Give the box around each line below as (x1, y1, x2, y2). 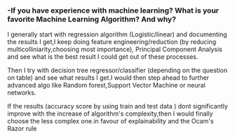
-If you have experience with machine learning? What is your (7, 6, 220, 15)
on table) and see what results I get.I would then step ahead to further (7, 74, 209, 82)
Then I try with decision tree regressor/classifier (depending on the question (7, 66, 228, 75)
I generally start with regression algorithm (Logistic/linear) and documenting (7, 30, 227, 39)
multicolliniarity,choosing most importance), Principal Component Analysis (7, 45, 222, 54)
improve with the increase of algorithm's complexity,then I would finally (7, 109, 213, 118)
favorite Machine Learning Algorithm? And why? (7, 14, 177, 24)
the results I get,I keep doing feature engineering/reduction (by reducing (7, 38, 217, 46)
